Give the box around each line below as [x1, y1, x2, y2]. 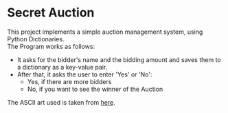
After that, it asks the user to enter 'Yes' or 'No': [16, 70, 152, 79]
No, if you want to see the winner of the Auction [27, 85, 163, 93]
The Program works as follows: [7, 42, 95, 50]
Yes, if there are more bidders [27, 77, 112, 85]
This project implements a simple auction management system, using [7, 28, 203, 36]
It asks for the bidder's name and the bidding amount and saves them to [16, 55, 221, 63]
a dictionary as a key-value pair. [16, 63, 108, 71]
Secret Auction [7, 5, 95, 21]
